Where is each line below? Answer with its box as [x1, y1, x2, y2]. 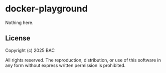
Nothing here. [5, 19, 34, 25]
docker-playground [5, 3, 88, 14]
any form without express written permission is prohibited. [5, 62, 126, 68]
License [5, 34, 31, 42]
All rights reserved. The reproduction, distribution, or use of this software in [5, 57, 161, 63]
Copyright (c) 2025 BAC [5, 47, 55, 53]
